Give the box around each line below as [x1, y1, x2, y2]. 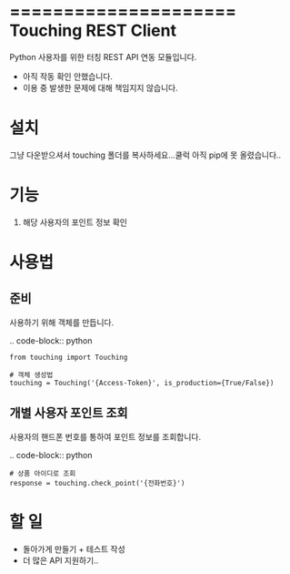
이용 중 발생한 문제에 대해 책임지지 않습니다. [22, 82, 179, 93]
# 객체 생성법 [9, 370, 54, 379]
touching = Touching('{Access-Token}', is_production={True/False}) [9, 378, 275, 387]
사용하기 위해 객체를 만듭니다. [9, 316, 115, 328]
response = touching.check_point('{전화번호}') [9, 478, 185, 487]
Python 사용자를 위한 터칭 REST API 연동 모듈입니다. [9, 51, 197, 62]
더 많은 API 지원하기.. [22, 555, 99, 566]
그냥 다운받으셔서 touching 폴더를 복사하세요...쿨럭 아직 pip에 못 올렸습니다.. [9, 149, 282, 160]
